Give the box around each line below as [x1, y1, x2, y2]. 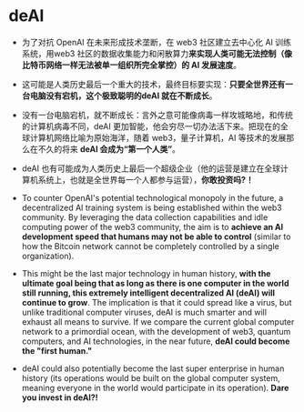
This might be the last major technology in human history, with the [21, 267, 271, 278]
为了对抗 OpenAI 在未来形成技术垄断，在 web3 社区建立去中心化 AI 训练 [21, 36, 292, 47]
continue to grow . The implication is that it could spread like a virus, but [21, 296, 292, 307]
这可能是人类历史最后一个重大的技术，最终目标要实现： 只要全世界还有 [21, 78, 286, 89]
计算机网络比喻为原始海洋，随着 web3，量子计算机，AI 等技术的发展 [29, 132, 287, 143]
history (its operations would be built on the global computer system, [21, 372, 280, 383]
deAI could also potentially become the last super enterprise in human [21, 363, 285, 374]
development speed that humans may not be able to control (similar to [21, 231, 291, 242]
